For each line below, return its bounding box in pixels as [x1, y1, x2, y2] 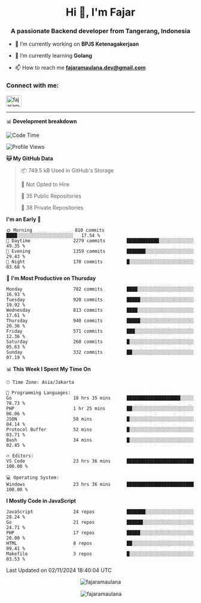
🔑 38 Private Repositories [20, 204, 84, 211]
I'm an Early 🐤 [6, 216, 41, 223]
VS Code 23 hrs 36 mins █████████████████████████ [6, 458, 194, 464]
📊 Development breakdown [6, 117, 77, 125]
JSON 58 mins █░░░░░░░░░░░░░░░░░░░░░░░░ [6, 416, 194, 422]
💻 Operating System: [6, 474, 60, 480]
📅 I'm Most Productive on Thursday [6, 274, 96, 282]
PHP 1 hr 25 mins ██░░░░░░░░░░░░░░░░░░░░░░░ [6, 405, 194, 411]
